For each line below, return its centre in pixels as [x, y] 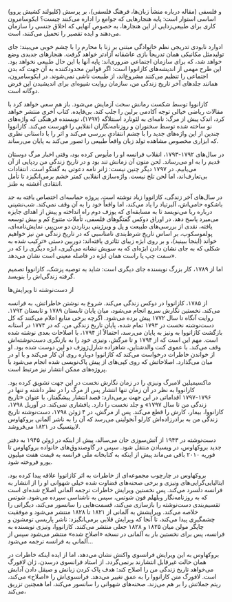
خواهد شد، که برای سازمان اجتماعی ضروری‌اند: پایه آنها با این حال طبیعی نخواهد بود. [115, 61]
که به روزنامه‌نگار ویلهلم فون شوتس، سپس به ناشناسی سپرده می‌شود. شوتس [108, 497]
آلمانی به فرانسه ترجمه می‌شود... [51, 541]
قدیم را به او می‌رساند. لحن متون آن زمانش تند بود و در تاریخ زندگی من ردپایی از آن [114, 162]
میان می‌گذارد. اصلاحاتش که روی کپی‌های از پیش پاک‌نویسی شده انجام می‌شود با [110, 362]
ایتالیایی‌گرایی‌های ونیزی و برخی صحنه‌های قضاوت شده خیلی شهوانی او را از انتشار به [116, 483]
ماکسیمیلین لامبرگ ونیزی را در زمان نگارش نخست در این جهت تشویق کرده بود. [109, 382]
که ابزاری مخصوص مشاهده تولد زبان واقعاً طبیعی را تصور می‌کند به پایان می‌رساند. [113, 141]
